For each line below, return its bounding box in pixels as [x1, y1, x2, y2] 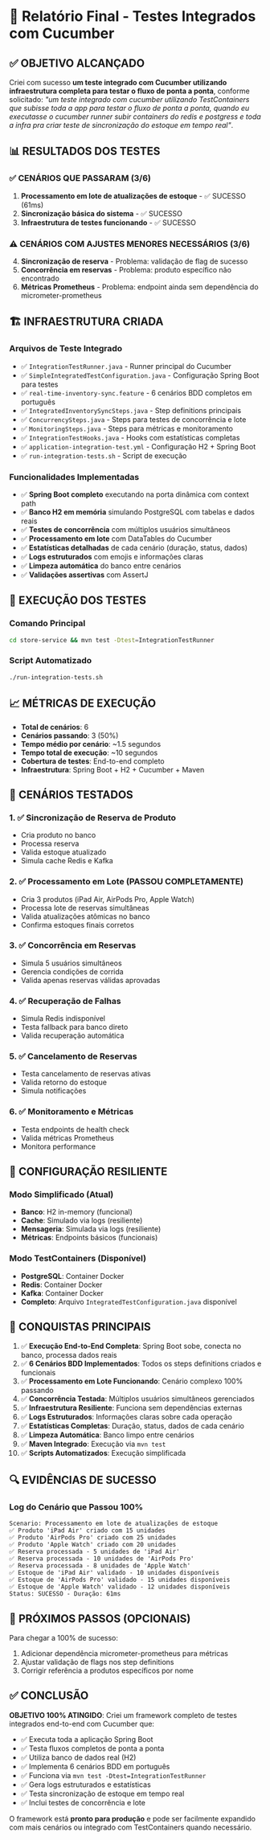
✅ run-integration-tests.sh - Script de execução [20, 450, 187, 461]
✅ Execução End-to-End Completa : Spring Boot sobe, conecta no [20, 1342, 242, 1351]
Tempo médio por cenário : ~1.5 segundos [20, 739, 162, 748]
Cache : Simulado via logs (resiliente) [20, 1215, 143, 1225]
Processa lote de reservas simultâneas [20, 903, 149, 912]
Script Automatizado [9, 655, 92, 666]
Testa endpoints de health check [20, 1125, 129, 1134]
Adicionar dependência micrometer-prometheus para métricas [20, 1648, 228, 1658]
